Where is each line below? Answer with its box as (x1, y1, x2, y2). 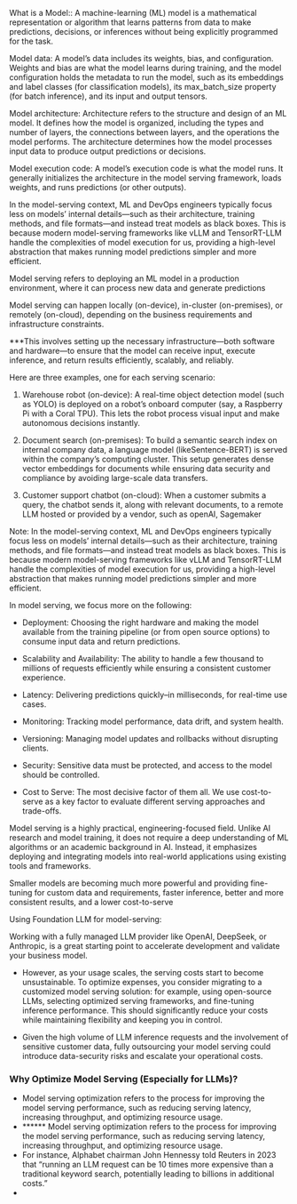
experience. (21, 672, 66, 683)
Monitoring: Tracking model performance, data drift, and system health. (21, 716, 284, 726)
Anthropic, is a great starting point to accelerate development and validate (9, 941, 281, 951)
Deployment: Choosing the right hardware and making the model (21, 617, 259, 628)
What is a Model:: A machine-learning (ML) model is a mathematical (9, 8, 257, 18)
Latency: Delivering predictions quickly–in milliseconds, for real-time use (21, 689, 288, 700)
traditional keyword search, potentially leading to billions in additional (21, 1168, 275, 1179)
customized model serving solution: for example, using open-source (21, 986, 272, 997)
